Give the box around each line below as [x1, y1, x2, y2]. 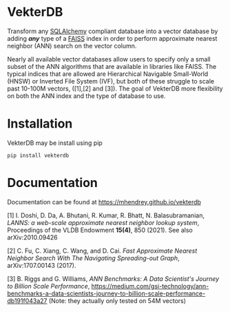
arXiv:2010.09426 [7, 233, 58, 242]
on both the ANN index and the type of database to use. [7, 91, 166, 100]
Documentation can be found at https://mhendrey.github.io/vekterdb [7, 197, 202, 206]
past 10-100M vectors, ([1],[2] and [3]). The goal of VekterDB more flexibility [7, 84, 223, 92]
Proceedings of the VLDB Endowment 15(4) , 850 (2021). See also [7, 226, 193, 234]
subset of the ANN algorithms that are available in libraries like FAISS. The [7, 62, 217, 70]
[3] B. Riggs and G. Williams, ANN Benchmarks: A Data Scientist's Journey [7, 274, 220, 283]
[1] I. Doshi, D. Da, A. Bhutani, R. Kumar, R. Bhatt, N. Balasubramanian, [7, 211, 205, 220]
